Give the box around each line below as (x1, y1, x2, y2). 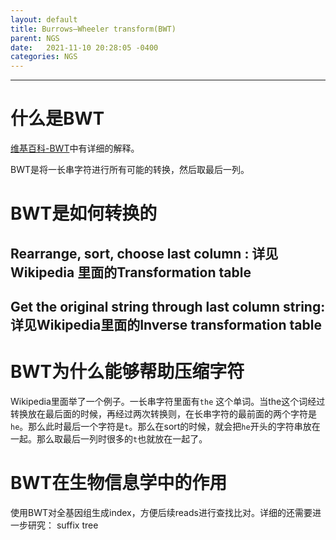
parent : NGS (10, 33, 60, 43)
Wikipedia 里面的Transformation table (10, 264, 252, 281)
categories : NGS (10, 52, 78, 62)
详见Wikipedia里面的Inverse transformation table (10, 317, 322, 334)
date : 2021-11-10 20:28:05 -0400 (10, 42, 159, 53)
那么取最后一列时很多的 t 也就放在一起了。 (36, 432, 208, 445)
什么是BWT (10, 107, 105, 130)
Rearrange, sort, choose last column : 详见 (10, 245, 279, 262)
